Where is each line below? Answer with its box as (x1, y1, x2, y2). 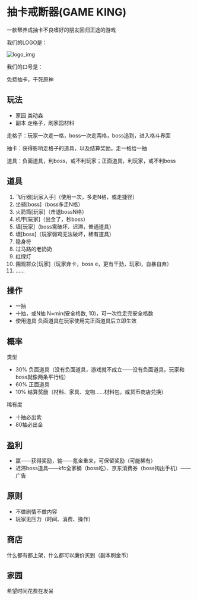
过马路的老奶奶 (15, 245, 52, 252)
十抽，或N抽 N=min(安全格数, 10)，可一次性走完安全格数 (15, 310, 154, 317)
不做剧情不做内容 (15, 508, 58, 515)
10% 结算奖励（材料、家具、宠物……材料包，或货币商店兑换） (15, 388, 167, 396)
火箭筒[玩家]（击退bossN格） (15, 208, 88, 215)
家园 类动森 (15, 111, 43, 119)
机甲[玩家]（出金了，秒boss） (15, 215, 88, 223)
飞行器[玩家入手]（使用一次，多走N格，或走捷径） (15, 193, 138, 200)
